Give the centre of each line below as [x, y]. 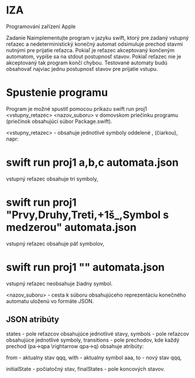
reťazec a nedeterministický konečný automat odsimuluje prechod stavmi [95, 44]
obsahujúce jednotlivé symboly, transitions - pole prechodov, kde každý [93, 340]
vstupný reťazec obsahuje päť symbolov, [55, 243]
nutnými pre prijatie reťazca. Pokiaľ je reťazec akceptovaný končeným [90, 50]
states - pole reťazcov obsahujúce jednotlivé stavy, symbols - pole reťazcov [97, 333]
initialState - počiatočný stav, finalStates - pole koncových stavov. [85, 369]
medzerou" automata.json [71, 227]
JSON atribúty [33, 320]
